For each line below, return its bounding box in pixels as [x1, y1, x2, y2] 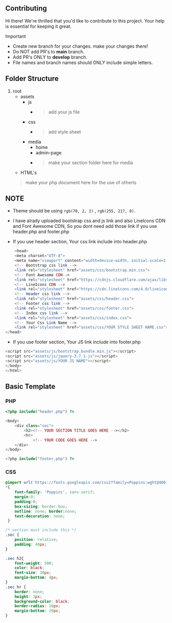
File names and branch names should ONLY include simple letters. [12, 59, 153, 66]
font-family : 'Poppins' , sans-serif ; [14, 490, 95, 495]
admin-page [35, 149, 62, 155]
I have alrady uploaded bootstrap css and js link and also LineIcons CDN [12, 218, 165, 224]
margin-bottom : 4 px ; [14, 575, 58, 580]
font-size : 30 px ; [14, 570, 52, 575]
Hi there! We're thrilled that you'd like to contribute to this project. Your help [5, 17, 165, 24]
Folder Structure [5, 74, 59, 83]
